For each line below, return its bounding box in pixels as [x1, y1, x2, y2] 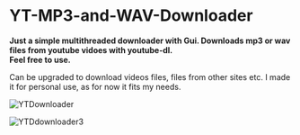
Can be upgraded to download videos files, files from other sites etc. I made [9, 71, 291, 82]
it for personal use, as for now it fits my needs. [9, 81, 181, 92]
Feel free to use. [9, 54, 71, 65]
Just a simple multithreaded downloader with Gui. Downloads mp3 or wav [9, 35, 291, 46]
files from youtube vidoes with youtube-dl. [9, 44, 173, 55]
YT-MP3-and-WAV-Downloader [9, 5, 253, 26]
